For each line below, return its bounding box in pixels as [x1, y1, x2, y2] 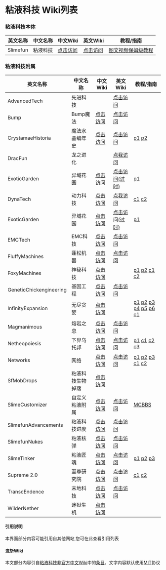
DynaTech [7, 196, 31, 203]
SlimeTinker [7, 455, 35, 462]
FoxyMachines [7, 270, 41, 277]
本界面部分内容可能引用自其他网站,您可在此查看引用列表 [5, 535, 120, 541]
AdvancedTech [7, 97, 43, 104]
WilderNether [7, 505, 39, 512]
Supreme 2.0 [7, 471, 38, 478]
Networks [7, 357, 31, 364]
